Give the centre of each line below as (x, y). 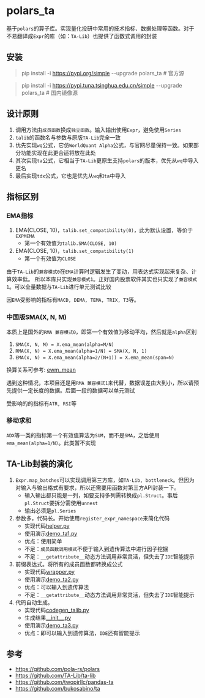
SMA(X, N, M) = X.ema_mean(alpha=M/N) (65, 344)
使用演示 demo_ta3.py (51, 625)
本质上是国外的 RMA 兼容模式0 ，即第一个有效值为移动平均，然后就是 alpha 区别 (102, 332)
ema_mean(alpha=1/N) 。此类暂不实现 (51, 443)
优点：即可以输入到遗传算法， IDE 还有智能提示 (82, 633)
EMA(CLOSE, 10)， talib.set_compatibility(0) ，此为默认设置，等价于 (104, 230)
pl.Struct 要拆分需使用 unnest (61, 503)
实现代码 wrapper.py (50, 572)
